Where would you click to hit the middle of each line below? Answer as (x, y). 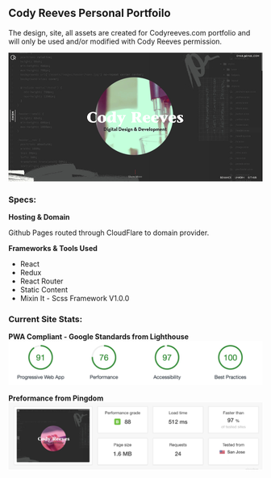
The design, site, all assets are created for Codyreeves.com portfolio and (129, 32)
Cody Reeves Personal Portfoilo (90, 13)
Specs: (23, 199)
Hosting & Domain (39, 217)
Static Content (44, 290)
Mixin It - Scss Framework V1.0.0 (75, 299)
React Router (42, 281)
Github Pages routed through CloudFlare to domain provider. (109, 233)
